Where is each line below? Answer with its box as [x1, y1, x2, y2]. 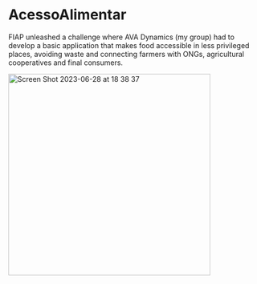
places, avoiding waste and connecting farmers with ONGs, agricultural [8, 49, 245, 59]
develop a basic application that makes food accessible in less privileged [8, 40, 250, 50]
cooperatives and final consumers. [8, 58, 123, 67]
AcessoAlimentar [8, 6, 127, 24]
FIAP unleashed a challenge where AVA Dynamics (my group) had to [8, 32, 235, 42]
